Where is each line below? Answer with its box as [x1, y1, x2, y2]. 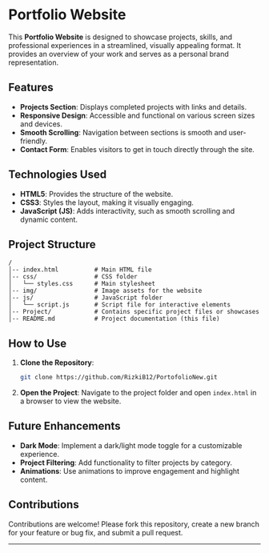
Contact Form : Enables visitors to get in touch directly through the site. [19, 144, 255, 154]
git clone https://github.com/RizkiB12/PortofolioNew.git [19, 374, 218, 382]
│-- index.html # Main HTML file [8, 266, 152, 274]
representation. [8, 58, 58, 67]
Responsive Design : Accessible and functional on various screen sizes [19, 110, 255, 120]
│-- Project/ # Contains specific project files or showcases [8, 308, 260, 316]
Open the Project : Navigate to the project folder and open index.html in [19, 388, 257, 398]
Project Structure [8, 238, 96, 251]
